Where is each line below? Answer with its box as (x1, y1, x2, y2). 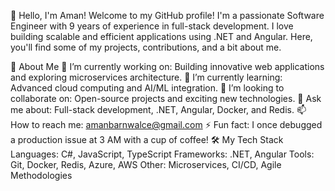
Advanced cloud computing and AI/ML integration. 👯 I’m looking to (10, 82, 285, 94)
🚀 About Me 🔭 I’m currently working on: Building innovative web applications (10, 61, 325, 72)
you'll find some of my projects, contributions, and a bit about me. (10, 41, 282, 53)
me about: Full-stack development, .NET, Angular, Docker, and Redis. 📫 (10, 104, 307, 115)
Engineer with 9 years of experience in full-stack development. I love (10, 20, 294, 32)
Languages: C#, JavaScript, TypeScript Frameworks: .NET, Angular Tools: (10, 148, 315, 160)
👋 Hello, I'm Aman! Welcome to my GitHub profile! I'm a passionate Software (10, 10, 325, 21)
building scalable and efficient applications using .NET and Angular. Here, (10, 31, 313, 42)
